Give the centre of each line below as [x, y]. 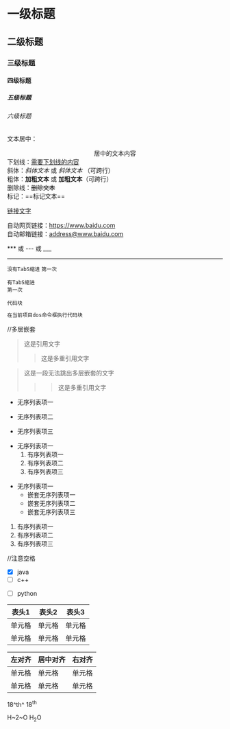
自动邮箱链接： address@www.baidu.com [65, 233]
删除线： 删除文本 [31, 187]
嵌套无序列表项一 [51, 494]
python [27, 593]
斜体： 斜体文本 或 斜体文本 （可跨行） [61, 170]
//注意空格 [22, 558]
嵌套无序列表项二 [51, 503]
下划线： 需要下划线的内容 [43, 161]
